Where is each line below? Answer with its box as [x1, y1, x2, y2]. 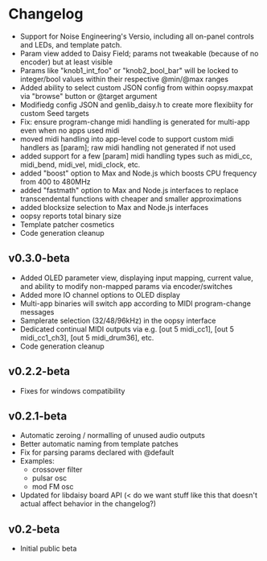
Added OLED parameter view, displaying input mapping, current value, [19, 273, 253, 283]
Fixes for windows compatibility [19, 386, 125, 395]
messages [19, 307, 55, 316]
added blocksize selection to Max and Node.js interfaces [19, 202, 209, 212]
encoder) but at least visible [19, 57, 113, 67]
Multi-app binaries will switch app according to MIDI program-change [19, 299, 252, 308]
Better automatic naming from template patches [19, 439, 179, 449]
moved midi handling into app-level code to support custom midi [19, 134, 235, 143]
